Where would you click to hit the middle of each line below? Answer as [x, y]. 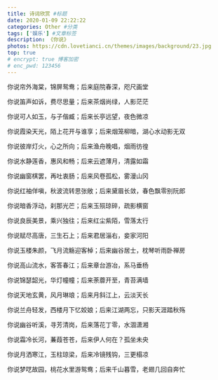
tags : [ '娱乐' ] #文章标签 [42, 33]
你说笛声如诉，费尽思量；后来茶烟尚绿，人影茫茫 [78, 101]
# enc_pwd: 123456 [34, 66]
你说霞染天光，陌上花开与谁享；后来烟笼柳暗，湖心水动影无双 [96, 131]
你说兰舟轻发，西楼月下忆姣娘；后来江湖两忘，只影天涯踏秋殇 [96, 309]
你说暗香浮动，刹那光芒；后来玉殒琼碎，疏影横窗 [78, 205]
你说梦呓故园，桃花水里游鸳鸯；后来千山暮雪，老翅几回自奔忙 [96, 369]
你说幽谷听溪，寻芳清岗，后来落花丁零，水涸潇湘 [78, 324]
